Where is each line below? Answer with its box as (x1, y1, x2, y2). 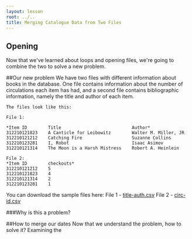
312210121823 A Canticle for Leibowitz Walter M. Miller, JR (6, 130, 184, 136)
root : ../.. (6, 14, 35, 20)
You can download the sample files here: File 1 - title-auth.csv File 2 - (6, 192, 173, 199)
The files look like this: (6, 104, 72, 110)
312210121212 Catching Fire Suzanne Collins (6, 135, 172, 141)
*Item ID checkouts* (6, 161, 75, 167)
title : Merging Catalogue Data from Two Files (6, 19, 122, 25)
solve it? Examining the (6, 227, 62, 234)
